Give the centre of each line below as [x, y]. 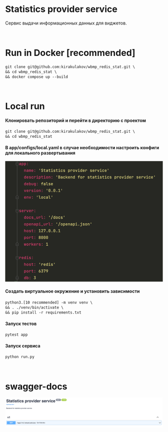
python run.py [20, 357]
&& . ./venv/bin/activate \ [34, 308]
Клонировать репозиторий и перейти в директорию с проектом [76, 120]
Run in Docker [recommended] [70, 53]
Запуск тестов [21, 324]
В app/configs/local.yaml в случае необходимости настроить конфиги [82, 147]
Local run [25, 106]
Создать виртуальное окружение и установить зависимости [72, 291]
